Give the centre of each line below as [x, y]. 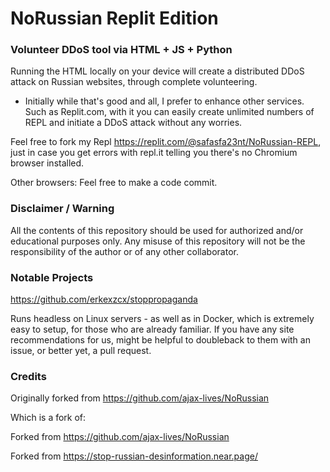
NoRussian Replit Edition [114, 18]
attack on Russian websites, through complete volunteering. [134, 82]
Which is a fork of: [48, 418]
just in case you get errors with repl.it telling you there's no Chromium [154, 153]
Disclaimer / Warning [62, 209]
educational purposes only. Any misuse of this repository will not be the [158, 241]
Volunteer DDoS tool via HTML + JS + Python [121, 50]
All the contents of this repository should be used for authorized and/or [157, 230]
